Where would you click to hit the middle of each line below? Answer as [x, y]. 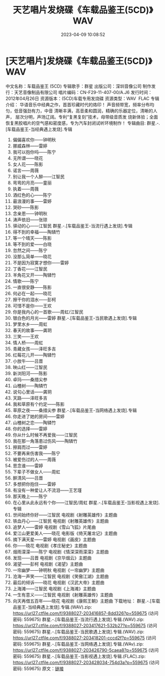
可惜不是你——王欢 [32, 306]
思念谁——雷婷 [28, 465]
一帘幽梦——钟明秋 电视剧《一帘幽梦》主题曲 [58, 570]
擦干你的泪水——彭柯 [34, 299]
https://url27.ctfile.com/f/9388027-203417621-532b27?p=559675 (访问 [85, 625]
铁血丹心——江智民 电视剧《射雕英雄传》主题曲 [61, 521]
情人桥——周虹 [28, 342]
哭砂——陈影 [26, 207]
